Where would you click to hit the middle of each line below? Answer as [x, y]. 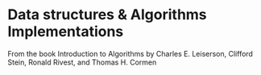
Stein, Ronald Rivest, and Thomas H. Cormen [82, 62]
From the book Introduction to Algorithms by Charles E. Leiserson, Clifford [130, 53]
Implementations [66, 32]
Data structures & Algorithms [107, 15]
